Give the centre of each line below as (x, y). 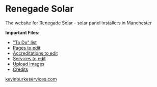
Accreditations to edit (35, 53)
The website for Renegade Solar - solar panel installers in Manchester (78, 23)
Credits (20, 69)
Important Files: (22, 32)
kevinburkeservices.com (31, 79)
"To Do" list (25, 42)
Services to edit (29, 58)
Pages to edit (27, 48)
